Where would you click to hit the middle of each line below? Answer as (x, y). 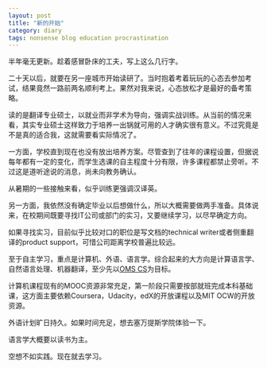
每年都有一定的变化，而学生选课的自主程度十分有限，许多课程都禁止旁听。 (130, 162)
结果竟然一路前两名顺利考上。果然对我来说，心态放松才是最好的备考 (133, 88)
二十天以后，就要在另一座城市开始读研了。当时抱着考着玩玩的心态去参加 (126, 78)
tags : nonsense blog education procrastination (89, 38)
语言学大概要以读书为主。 (50, 339)
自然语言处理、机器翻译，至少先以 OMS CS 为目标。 (92, 269)
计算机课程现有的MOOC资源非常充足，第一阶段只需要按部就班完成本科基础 (131, 286)
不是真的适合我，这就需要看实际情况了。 (74, 135)
